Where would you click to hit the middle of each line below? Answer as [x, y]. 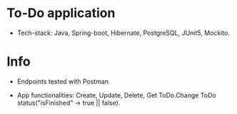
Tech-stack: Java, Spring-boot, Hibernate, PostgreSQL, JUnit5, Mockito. [123, 33]
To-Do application [61, 13]
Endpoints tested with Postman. [64, 81]
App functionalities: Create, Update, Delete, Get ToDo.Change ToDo [116, 95]
